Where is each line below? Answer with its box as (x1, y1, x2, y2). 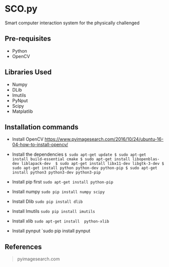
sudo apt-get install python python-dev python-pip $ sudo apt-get (12, 165, 157, 171)
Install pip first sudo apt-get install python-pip (12, 179, 113, 185)
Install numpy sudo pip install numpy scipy (12, 189, 105, 195)
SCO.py (5, 3, 37, 15)
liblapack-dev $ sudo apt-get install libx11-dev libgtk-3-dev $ (21, 161, 164, 166)
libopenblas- (132, 157, 160, 162)
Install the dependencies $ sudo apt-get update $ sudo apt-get (12, 151, 146, 157)
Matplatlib (12, 108, 33, 114)
